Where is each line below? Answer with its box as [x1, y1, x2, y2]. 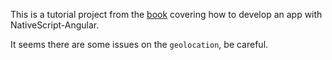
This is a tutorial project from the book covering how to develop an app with [10, 9, 323, 20]
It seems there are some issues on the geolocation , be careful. [10, 39, 269, 50]
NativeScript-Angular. [10, 19, 100, 31]
